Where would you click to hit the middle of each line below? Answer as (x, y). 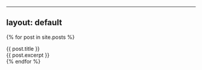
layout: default (34, 22)
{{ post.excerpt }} (28, 55)
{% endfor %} (23, 61)
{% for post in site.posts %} (41, 37)
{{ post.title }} (23, 48)
